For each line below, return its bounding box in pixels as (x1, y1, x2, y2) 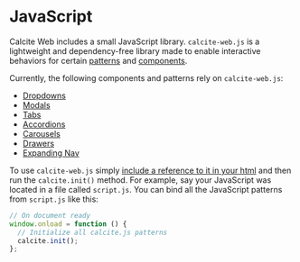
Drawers (22, 138, 55, 149)
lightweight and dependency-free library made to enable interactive (9, 45, 261, 56)
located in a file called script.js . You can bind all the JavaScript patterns (9, 184, 283, 194)
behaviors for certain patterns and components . (9, 55, 188, 66)
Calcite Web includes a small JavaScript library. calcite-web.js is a (9, 36, 260, 47)
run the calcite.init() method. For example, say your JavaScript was (9, 174, 272, 185)
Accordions (22, 119, 66, 130)
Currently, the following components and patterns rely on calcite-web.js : (9, 72, 284, 83)
